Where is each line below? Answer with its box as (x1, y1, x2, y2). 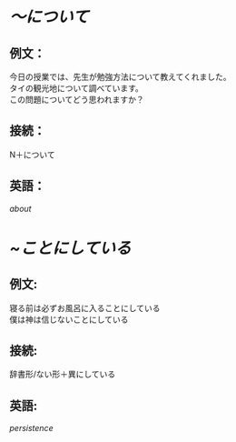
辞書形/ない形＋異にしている (9, 368, 116, 380)
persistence (9, 423, 54, 434)
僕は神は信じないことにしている (9, 314, 129, 325)
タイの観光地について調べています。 (9, 83, 143, 94)
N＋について (9, 149, 56, 160)
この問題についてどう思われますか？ (9, 95, 144, 105)
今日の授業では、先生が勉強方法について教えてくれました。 (9, 72, 231, 82)
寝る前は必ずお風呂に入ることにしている (9, 302, 161, 313)
